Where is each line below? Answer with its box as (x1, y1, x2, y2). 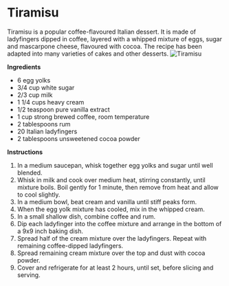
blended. (17, 168, 43, 177)
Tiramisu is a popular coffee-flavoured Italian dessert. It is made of (7, 27, 196, 36)
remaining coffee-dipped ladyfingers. (17, 241, 124, 250)
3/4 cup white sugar (17, 83, 75, 91)
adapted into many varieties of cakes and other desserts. (7, 49, 169, 58)
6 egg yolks (17, 76, 51, 84)
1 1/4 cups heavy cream (17, 98, 85, 106)
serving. (17, 270, 41, 279)
